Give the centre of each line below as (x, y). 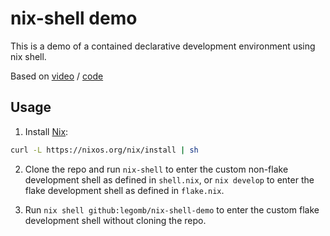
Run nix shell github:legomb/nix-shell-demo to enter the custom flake (172, 209)
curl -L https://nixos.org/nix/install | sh (104, 150)
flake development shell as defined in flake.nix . (124, 190)
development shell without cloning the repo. (115, 220)
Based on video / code (57, 76)
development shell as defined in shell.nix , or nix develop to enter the (169, 179)
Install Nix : (46, 131)
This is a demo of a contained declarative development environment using (163, 46)
